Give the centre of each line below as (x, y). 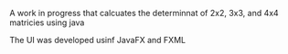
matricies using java (47, 22)
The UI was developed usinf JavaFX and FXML (97, 40)
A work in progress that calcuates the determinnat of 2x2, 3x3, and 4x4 (144, 13)
